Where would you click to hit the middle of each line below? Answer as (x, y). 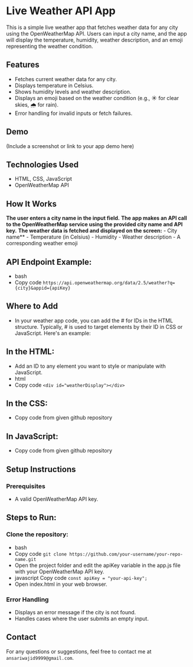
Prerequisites (26, 486)
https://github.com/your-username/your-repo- (126, 554)
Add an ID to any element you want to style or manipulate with (90, 366)
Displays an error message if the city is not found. (75, 612)
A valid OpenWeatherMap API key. (56, 499)
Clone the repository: (37, 534)
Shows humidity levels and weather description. (73, 92)
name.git (25, 559)
